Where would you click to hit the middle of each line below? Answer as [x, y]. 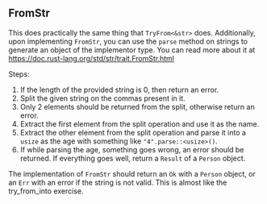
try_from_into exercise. [46, 191]
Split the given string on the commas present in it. [102, 98]
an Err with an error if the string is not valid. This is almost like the [118, 182]
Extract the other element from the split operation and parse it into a [133, 132]
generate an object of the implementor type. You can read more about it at [132, 50]
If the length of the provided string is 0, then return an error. [119, 90]
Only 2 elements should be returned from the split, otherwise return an [138, 106]
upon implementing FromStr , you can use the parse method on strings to [128, 41]
